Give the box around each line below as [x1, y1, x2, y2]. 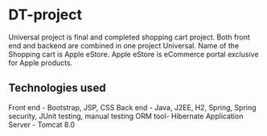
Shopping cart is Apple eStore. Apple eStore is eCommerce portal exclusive [8, 49, 259, 59]
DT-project [8, 6, 83, 24]
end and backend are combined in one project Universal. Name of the [8, 40, 240, 50]
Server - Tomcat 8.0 [8, 119, 75, 130]
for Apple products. [8, 58, 73, 68]
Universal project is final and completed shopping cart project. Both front [8, 32, 251, 42]
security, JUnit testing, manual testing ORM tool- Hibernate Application [8, 111, 244, 121]
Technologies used [8, 81, 106, 95]
